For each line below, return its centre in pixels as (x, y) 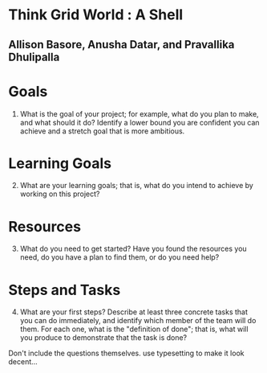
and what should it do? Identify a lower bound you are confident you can (140, 122)
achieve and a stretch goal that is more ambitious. (102, 131)
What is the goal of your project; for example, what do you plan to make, (139, 113)
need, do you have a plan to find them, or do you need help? (119, 257)
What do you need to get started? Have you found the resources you (133, 249)
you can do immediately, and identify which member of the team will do (138, 321)
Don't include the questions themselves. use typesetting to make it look (126, 353)
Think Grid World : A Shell (96, 15)
